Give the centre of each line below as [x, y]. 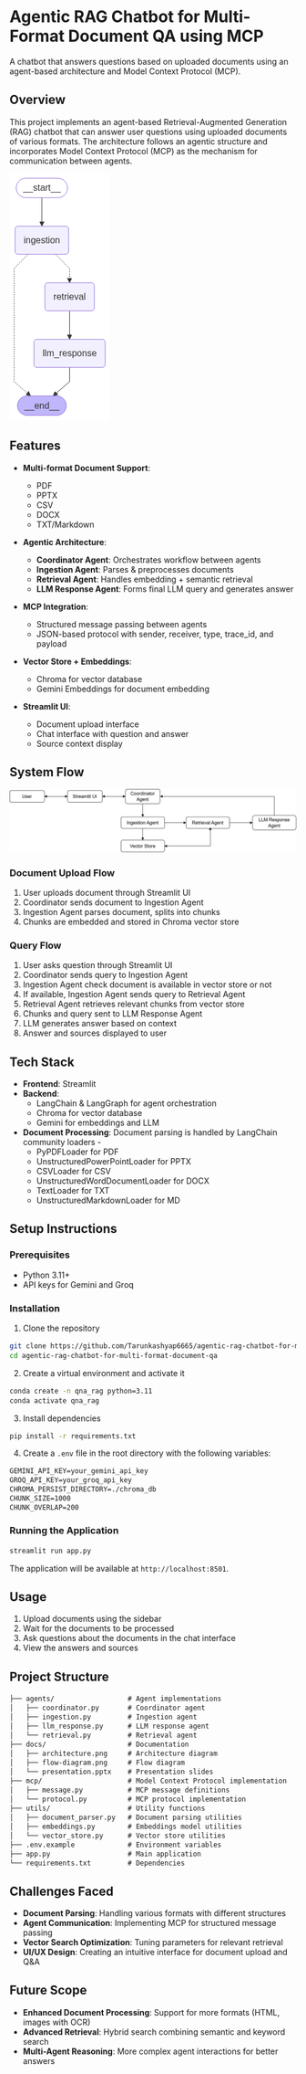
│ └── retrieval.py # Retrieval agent [103, 1736]
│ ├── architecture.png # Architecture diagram [114, 1754]
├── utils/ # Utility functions [107, 1809]
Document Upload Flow [62, 872]
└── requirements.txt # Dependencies [97, 1863]
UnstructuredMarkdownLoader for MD [108, 1200]
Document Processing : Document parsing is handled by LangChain [150, 1132]
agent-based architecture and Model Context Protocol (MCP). [125, 71]
